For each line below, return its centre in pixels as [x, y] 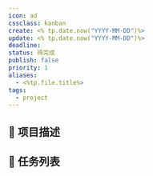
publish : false [34, 61]
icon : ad [23, 16]
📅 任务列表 [34, 162]
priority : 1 [28, 68]
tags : [17, 90]
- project [32, 98]
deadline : [25, 46]
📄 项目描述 [34, 132]
